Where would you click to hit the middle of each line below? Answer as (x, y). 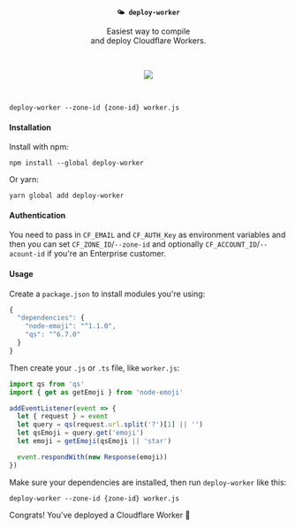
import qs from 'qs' (47, 384)
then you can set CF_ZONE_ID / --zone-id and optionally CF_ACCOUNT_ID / (135, 244)
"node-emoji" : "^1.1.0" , (71, 326)
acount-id (27, 255)
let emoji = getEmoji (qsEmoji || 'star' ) (95, 441)
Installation (30, 127)
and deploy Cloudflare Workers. (148, 41)
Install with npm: (39, 147)
